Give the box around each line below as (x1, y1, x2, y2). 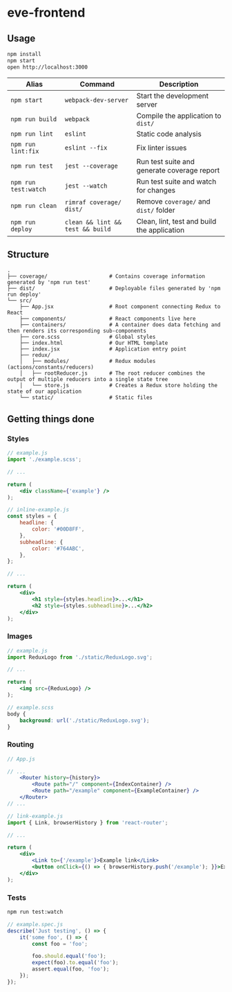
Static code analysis (136, 129, 202, 139)
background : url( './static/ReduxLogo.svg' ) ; (19, 717, 150, 724)
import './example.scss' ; (7, 456, 81, 463)
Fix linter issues (136, 143, 187, 152)
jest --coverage (64, 161, 119, 170)
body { (7, 710, 26, 718)
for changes (136, 185, 176, 195)
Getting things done (7, 413, 95, 425)
